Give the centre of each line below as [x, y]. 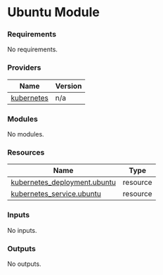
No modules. [26, 134]
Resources [26, 152]
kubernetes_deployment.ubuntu [63, 182]
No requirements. [33, 49]
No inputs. [22, 230]
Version [69, 86]
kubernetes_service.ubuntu [56, 194]
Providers [24, 68]
